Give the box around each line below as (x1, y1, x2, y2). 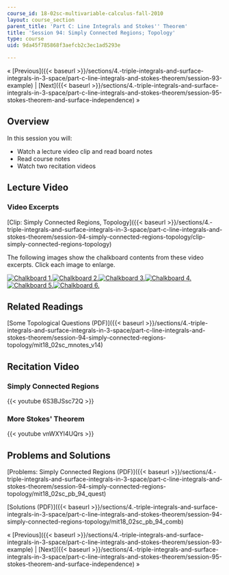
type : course (7, 36, 44, 43)
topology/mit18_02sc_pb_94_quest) (7, 490, 107, 498)
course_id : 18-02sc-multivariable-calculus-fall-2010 (7, 10, 164, 17)
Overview (7, 116, 50, 128)
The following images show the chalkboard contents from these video (7, 253, 204, 261)
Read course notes (16, 154, 70, 163)
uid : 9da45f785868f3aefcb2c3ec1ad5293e (7, 42, 121, 49)
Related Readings (7, 301, 83, 312)
